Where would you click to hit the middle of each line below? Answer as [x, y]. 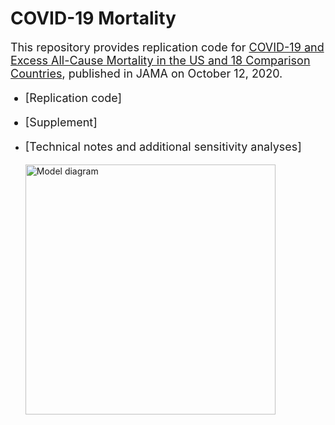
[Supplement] [61, 122]
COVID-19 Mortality [93, 18]
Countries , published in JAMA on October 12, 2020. [146, 73]
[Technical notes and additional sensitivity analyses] [163, 146]
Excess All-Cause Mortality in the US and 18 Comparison [160, 60]
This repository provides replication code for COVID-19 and [167, 47]
